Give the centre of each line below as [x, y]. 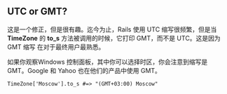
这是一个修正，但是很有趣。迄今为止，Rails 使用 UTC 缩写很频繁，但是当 [112, 29]
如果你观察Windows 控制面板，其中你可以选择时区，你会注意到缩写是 [108, 62]
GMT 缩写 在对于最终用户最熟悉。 [56, 47]
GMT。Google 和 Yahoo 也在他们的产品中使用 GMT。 [84, 70]
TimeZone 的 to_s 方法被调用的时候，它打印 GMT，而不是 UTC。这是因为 [114, 38]
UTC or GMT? [37, 12]
